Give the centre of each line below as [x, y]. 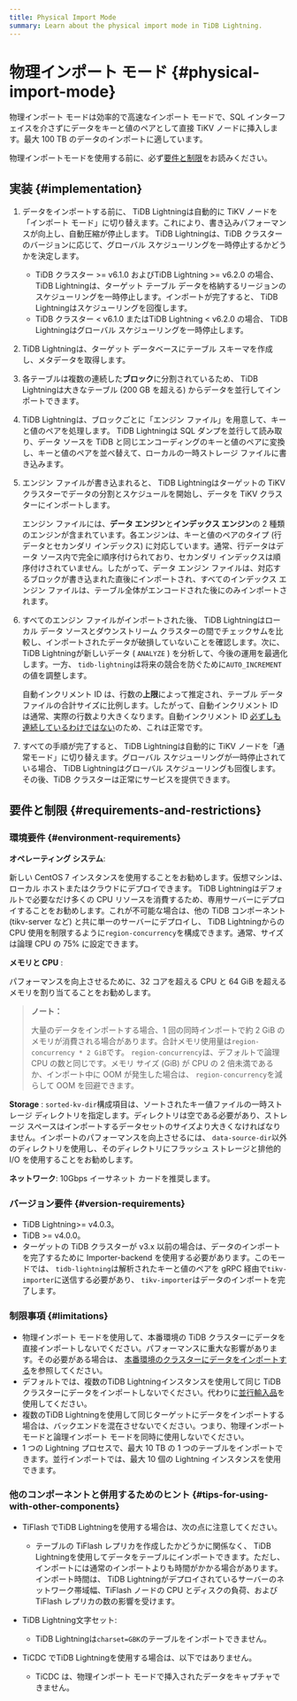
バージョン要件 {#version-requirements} [97, 1203]
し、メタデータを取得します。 [76, 360]
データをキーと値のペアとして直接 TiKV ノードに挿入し [171, 128]
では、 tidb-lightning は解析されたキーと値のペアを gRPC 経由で [148, 1269]
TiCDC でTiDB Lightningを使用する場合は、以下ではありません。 [139, 1658]
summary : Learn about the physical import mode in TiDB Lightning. [136, 26]
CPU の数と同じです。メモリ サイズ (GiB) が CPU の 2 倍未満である [152, 1063]
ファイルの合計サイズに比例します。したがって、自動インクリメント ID [150, 706]
